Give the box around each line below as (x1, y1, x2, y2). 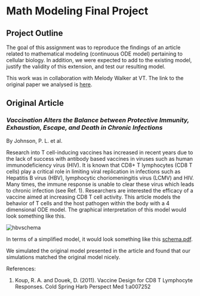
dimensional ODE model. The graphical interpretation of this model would (6, 206, 187, 213)
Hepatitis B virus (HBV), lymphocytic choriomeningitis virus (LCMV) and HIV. (6, 174, 194, 181)
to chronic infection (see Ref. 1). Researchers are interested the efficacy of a (6, 187, 193, 194)
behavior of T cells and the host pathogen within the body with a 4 (6, 199, 170, 207)
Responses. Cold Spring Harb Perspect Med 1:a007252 (14, 283, 151, 290)
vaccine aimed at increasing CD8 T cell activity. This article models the (6, 193, 181, 200)
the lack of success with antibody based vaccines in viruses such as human (6, 155, 193, 162)
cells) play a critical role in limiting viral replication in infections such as (6, 167, 181, 175)
